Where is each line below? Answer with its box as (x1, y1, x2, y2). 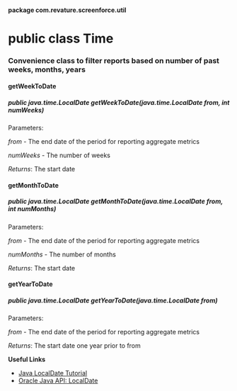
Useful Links (8, 355, 46, 364)
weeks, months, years (8, 64, 86, 74)
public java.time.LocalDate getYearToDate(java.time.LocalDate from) (8, 296, 218, 305)
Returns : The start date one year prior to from (8, 341, 141, 350)
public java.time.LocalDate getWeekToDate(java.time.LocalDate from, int (8, 98, 230, 106)
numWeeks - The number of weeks (8, 151, 111, 159)
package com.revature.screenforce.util (8, 6, 127, 14)
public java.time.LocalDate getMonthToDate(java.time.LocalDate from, (8, 197, 224, 205)
